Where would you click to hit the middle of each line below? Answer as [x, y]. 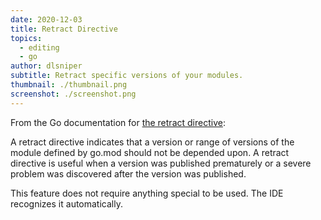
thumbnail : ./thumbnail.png [69, 85]
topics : [26, 38]
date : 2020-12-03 [46, 19]
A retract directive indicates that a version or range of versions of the [152, 142]
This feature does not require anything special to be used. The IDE [147, 193]
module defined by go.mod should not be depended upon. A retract [150, 152]
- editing [39, 47]
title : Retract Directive [64, 29]
